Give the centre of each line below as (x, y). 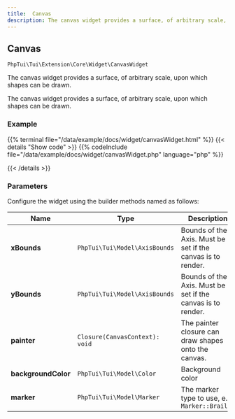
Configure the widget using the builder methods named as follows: (103, 201)
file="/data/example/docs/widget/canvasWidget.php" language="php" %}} (115, 154)
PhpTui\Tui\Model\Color (117, 374)
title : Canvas (29, 14)
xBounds (26, 248)
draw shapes (202, 340)
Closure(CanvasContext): (119, 337)
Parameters (27, 186)
